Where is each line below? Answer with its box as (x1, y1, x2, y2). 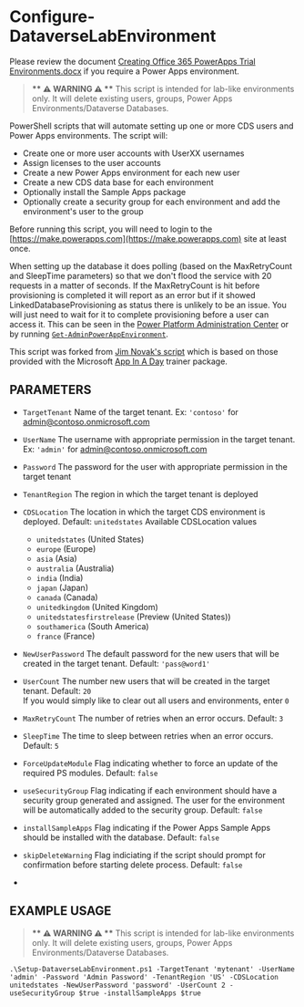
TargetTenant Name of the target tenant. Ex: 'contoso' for (22, 406, 239, 417)
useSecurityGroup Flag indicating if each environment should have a (22, 784, 278, 795)
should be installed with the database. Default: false (22, 832, 220, 843)
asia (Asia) (35, 553, 77, 564)
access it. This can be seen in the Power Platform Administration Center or (9, 318, 289, 329)
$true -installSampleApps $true (78, 988, 202, 998)
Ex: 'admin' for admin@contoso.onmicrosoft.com (22, 443, 208, 454)
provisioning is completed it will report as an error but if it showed (9, 289, 256, 300)
